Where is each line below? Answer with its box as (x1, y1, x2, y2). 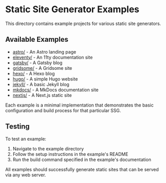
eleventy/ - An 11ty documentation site (12, 54, 93, 60)
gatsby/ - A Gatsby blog (12, 60, 62, 66)
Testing (5, 122, 30, 131)
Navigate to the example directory (12, 145, 84, 151)
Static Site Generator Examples (5, 4, 140, 15)
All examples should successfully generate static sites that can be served (5, 166, 159, 172)
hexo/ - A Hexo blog (12, 70, 55, 76)
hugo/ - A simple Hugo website (12, 75, 78, 82)
